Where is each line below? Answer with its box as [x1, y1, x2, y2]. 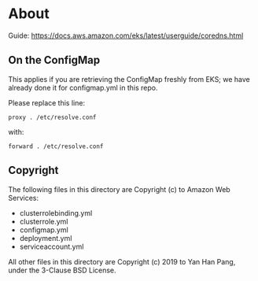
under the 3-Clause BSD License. [8, 265, 116, 275]
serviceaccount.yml [19, 242, 84, 251]
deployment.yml [19, 233, 72, 242]
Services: [8, 193, 39, 202]
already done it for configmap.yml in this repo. [8, 83, 158, 92]
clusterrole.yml [19, 216, 68, 226]
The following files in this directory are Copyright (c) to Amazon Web [8, 184, 230, 194]
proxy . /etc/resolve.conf [8, 113, 97, 121]
